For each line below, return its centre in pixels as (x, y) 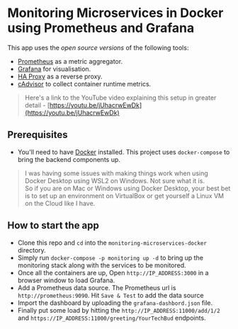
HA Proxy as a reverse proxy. (60, 76)
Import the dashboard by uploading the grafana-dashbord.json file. (115, 303)
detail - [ (37, 105)
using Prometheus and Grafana (101, 28)
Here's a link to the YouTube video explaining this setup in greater (120, 98)
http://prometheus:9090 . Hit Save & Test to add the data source (110, 295)
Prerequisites (38, 135)
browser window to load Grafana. (66, 280)
